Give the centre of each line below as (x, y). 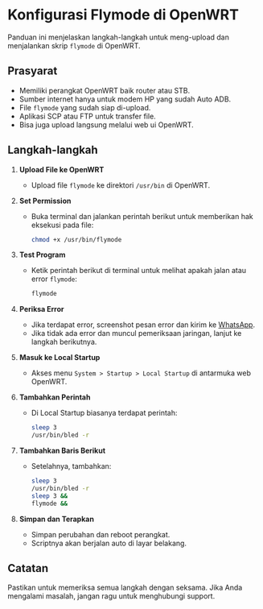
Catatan (28, 568)
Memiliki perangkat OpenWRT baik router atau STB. (105, 90)
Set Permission (45, 201)
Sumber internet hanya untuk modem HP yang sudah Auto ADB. (125, 99)
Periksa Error (42, 309)
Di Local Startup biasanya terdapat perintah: (104, 413)
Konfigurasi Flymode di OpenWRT (123, 15)
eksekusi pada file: (62, 225)
